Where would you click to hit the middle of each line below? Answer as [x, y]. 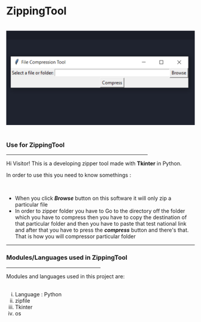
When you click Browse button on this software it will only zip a [93, 198]
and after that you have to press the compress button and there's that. [102, 230]
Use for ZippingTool [35, 145]
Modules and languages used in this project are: [66, 276]
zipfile [22, 300]
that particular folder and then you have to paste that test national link [100, 224]
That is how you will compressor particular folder [75, 236]
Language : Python [38, 294]
